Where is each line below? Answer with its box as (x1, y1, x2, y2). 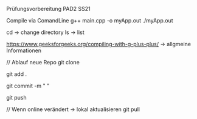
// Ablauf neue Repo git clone (6, 59, 80, 66)
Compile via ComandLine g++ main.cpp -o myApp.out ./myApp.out (6, 17, 173, 24)
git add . (6, 70, 27, 78)
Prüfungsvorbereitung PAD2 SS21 (6, 5, 91, 12)
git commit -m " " (6, 82, 50, 89)
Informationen (6, 47, 41, 54)
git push (6, 94, 27, 101)
